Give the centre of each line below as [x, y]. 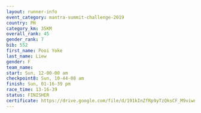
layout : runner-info [32, 12]
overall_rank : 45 [28, 34]
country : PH [21, 23]
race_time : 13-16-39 [32, 90]
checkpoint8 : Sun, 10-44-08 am [45, 78]
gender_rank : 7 [25, 39]
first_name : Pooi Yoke [34, 51]
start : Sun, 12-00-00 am [37, 73]
